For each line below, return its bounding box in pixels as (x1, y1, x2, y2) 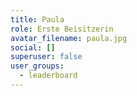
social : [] (10, 42, 56, 53)
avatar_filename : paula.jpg (10, 33, 128, 43)
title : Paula (10, 14, 65, 25)
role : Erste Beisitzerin (10, 24, 114, 34)
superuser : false (10, 52, 83, 62)
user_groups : (10, 61, 65, 71)
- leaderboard (19, 71, 78, 81)
